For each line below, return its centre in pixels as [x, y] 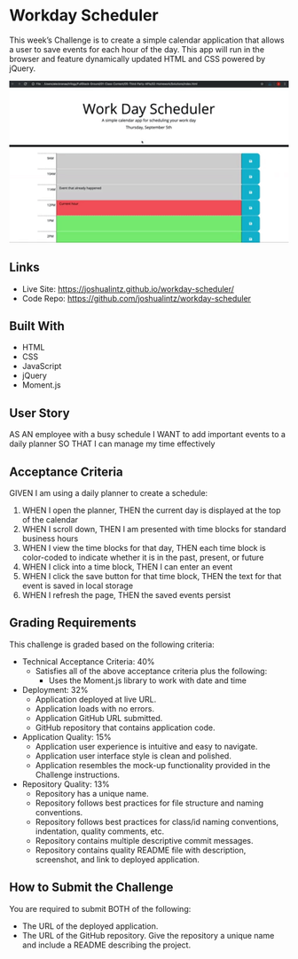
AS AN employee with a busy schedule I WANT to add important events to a [148, 435]
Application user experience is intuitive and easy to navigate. [146, 746]
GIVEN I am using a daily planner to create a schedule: [109, 493]
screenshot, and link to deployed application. [117, 859]
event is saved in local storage [78, 586]
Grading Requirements [73, 623]
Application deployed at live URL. [96, 699]
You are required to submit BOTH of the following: [100, 908]
